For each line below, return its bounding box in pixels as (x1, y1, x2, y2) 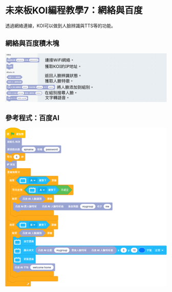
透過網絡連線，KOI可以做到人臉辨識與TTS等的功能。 (5, 23, 116, 29)
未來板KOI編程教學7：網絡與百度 (5, 5, 143, 16)
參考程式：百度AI (5, 113, 60, 122)
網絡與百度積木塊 (5, 39, 59, 48)
